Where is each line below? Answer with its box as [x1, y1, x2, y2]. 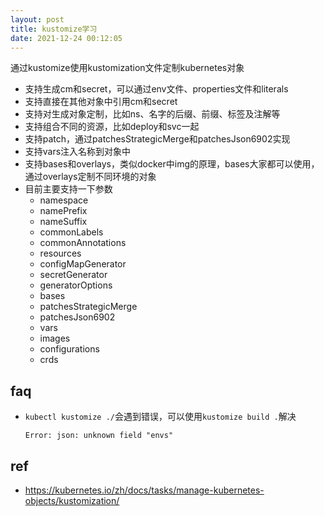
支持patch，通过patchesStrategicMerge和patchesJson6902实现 [24, 133, 291, 145]
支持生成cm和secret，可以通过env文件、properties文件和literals [24, 83, 289, 95]
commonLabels [39, 226, 104, 238]
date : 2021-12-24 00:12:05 [10, 33, 123, 43]
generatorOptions [39, 279, 113, 291]
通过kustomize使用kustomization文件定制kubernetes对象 [10, 62, 245, 74]
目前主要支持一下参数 [24, 183, 113, 195]
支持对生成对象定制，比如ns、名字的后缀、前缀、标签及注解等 [24, 108, 281, 120]
